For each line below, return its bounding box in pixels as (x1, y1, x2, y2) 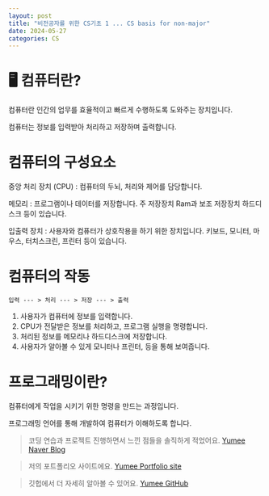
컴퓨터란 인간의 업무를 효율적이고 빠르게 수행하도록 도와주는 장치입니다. (8, 105, 233, 115)
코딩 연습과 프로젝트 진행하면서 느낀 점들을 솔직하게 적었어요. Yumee (27, 435, 246, 445)
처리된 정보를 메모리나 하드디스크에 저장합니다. (19, 332, 168, 342)
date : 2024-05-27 (8, 27, 67, 35)
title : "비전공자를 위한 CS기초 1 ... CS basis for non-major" (8, 19, 211, 27)
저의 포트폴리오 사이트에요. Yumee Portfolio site (27, 461, 182, 471)
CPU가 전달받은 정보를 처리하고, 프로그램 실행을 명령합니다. (19, 322, 208, 331)
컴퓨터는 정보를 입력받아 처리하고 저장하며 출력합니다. (8, 122, 177, 132)
